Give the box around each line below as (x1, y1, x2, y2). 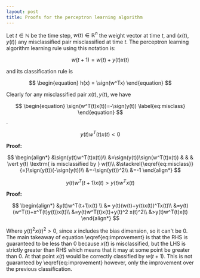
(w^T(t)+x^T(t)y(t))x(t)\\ (13, 208, 70, 215)
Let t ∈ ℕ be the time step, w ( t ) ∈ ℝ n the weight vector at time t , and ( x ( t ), (6, 30, 189, 39)
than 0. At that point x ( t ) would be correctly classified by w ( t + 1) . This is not (6, 253, 193, 260)
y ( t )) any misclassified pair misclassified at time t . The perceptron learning (6, 38, 189, 45)
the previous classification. (6, 265, 73, 273)
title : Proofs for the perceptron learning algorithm (6, 14, 143, 20)
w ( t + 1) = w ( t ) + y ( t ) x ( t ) (71, 56, 130, 63)
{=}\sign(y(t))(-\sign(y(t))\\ (20, 166, 85, 174)
